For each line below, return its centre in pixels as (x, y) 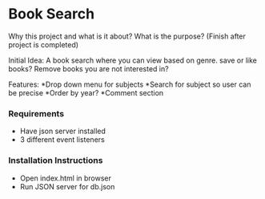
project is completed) (43, 44)
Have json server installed (63, 131)
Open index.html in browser (66, 178)
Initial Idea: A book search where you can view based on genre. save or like (133, 60)
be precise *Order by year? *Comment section (86, 92)
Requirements (36, 113)
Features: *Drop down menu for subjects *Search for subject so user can (130, 84)
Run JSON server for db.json (67, 186)
